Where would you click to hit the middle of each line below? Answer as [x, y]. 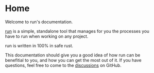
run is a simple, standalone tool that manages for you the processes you [77, 31]
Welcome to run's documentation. [39, 22]
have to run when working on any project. [47, 36]
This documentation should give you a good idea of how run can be [73, 55]
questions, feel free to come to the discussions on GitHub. [63, 65]
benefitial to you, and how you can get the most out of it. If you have [73, 60]
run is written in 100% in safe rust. [39, 45]
